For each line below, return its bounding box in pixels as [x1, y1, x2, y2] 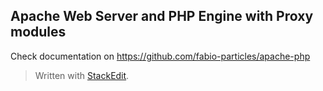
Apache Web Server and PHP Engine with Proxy [10, 8, 314, 25]
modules [10, 24, 67, 41]
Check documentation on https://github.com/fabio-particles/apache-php [10, 50, 311, 62]
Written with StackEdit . [34, 69, 130, 81]
